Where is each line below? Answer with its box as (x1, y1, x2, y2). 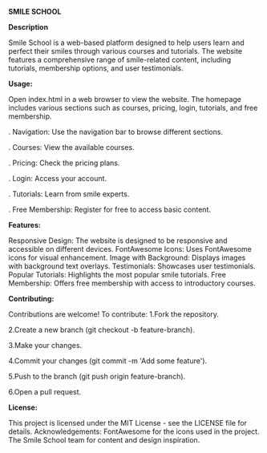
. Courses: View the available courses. (8, 143, 135, 152)
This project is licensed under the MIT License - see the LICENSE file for (8, 419, 247, 427)
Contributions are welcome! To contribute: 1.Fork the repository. (8, 309, 219, 319)
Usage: (8, 79, 34, 88)
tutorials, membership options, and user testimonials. (8, 63, 184, 73)
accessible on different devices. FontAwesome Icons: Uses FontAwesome (8, 245, 253, 253)
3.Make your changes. (8, 341, 83, 350)
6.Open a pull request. (8, 387, 82, 396)
